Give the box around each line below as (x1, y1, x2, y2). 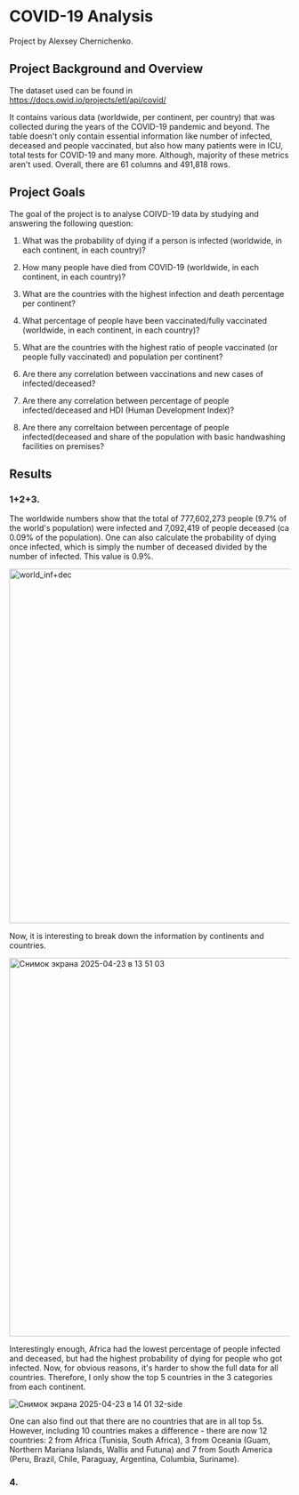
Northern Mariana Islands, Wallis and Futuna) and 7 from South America (9, 1444, 273, 1455)
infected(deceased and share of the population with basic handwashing (21, 431, 287, 442)
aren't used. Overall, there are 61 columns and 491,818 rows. (9, 158, 230, 170)
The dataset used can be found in (9, 84, 133, 95)
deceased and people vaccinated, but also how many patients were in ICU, (9, 140, 284, 150)
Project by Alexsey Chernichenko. (9, 36, 133, 46)
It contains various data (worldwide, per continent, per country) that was (9, 111, 276, 122)
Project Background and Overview (9, 61, 204, 76)
